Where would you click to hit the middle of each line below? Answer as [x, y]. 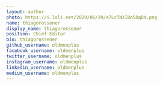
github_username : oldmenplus [43, 45]
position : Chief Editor [36, 34]
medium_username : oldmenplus [43, 73]
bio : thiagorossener [32, 40]
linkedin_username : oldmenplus [45, 67]
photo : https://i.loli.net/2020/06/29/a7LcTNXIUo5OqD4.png [82, 17]
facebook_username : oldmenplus [45, 51]
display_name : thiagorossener [44, 28]
